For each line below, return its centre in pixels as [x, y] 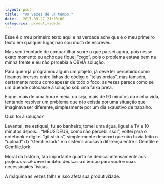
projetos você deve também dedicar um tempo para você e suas [70, 161]
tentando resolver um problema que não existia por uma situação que [75, 102]
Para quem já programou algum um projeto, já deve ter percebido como [78, 72]
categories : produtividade [33, 23]
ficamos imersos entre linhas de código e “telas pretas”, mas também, [76, 77]
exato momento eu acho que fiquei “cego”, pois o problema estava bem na [81, 57]
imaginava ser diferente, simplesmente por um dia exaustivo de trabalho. [79, 107]
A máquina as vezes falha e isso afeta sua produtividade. [63, 176]
